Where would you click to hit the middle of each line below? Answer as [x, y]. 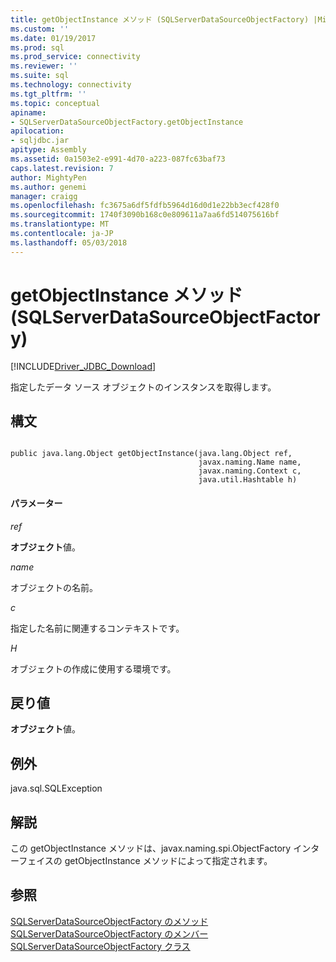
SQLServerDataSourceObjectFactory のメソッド [109, 921]
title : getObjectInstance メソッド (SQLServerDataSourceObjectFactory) [160, 19]
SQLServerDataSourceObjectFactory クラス [100, 946]
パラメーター [36, 503]
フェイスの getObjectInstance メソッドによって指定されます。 [145, 861]
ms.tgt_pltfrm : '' [48, 94]
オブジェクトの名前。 [54, 587]
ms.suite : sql [40, 76]
